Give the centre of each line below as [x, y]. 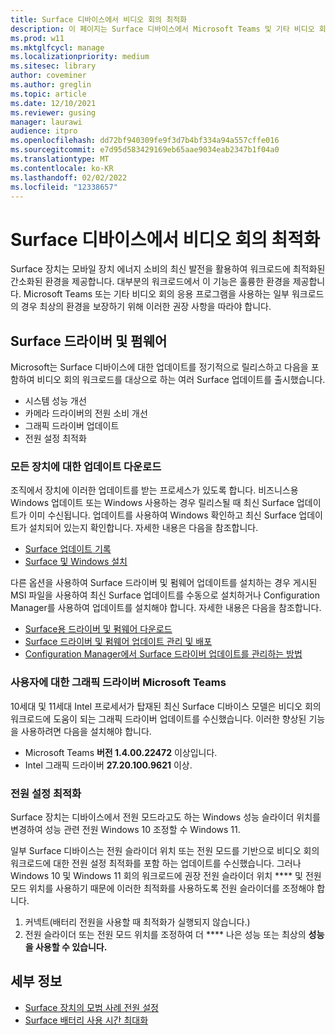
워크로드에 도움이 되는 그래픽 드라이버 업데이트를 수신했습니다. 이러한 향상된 [158, 718]
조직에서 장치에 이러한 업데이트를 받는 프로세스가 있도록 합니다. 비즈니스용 [154, 490]
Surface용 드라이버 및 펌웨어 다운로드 [98, 629]
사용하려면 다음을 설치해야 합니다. [86, 731]
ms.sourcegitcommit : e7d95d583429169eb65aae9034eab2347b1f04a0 [145, 150]
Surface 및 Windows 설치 [76, 562]
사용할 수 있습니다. [71, 947]
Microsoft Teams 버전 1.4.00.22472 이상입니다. [121, 752]
